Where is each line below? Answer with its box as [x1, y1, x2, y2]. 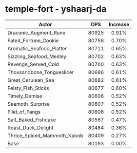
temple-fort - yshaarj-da [5, 3, 107, 15]
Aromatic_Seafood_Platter [7, 45, 67, 52]
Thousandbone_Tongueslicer [7, 69, 74, 76]
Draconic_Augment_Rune [7, 29, 66, 36]
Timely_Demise [7, 93, 42, 99]
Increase [109, 21, 130, 28]
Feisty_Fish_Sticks [7, 84, 49, 91]
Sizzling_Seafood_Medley [7, 53, 67, 59]
